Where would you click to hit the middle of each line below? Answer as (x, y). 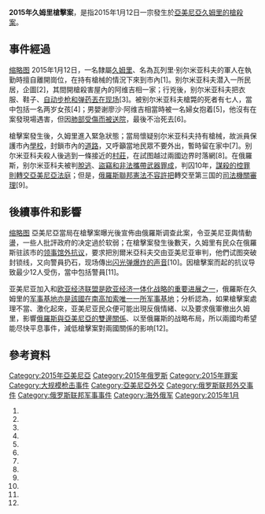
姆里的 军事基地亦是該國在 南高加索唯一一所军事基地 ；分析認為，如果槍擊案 (129, 298)
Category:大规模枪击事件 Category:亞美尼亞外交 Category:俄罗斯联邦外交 (128, 386)
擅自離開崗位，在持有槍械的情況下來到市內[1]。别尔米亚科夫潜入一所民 (136, 80)
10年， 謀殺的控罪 (223, 165)
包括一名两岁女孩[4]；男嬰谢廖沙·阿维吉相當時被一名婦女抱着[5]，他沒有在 (136, 109)
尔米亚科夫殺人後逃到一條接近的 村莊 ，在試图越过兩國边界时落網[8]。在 (124, 155)
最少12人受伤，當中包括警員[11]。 (69, 272)
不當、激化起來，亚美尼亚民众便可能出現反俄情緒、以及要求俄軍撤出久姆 (132, 308)
